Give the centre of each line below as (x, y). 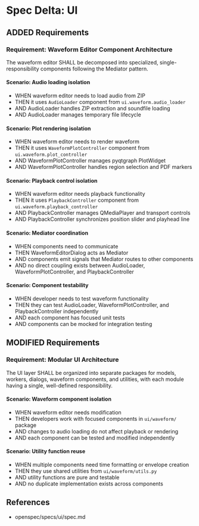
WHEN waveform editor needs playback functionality (80, 194)
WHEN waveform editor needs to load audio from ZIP (80, 96)
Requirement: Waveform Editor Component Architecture (89, 50)
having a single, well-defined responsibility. (60, 385)
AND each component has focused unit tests (70, 318)
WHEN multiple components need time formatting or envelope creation (102, 465)
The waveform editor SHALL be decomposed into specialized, (83, 62)
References (28, 502)
